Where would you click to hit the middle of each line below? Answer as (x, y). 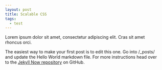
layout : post (18, 10)
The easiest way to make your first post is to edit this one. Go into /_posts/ (80, 52)
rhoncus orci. (18, 43)
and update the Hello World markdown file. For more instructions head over (81, 57)
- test (16, 23)
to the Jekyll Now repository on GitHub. (45, 62)
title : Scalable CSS (26, 14)
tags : (11, 19)
